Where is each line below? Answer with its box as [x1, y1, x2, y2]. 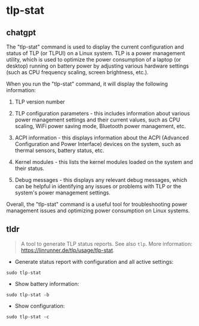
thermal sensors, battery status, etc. [14, 147, 105, 154]
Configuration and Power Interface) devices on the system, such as [14, 141, 181, 147]
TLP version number [14, 98, 65, 105]
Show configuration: [14, 302, 65, 309]
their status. [14, 165, 45, 172]
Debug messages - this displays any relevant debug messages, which [14, 176, 188, 183]
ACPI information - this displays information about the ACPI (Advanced [14, 134, 189, 141]
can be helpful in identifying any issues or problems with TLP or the [14, 183, 182, 190]
